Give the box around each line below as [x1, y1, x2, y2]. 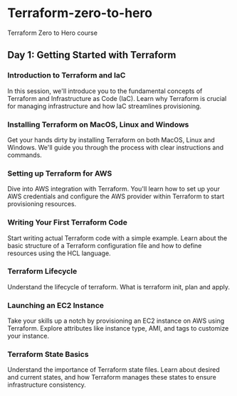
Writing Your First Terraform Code [7, 218, 128, 228]
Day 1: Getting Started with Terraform [7, 49, 177, 61]
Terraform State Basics [7, 350, 89, 360]
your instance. [7, 332, 50, 341]
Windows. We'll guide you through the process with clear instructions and [7, 143, 224, 151]
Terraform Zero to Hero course [7, 28, 98, 37]
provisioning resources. [7, 200, 77, 208]
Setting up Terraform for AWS [7, 168, 112, 178]
